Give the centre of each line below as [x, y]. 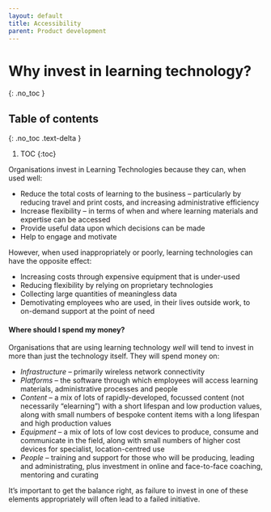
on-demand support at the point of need [87, 311]
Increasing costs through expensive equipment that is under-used [130, 277]
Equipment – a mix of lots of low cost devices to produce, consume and [139, 432]
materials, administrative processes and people [99, 389]
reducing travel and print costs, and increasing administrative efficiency [140, 202]
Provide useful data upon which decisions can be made [112, 228]
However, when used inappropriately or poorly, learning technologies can [131, 252]
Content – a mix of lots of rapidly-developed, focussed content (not [132, 398]
